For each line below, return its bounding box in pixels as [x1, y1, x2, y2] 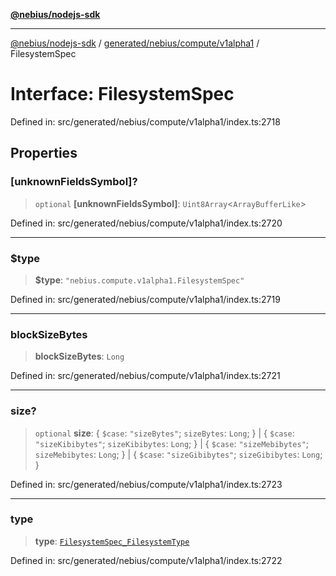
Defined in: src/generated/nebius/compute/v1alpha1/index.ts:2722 [10, 554, 283, 566]
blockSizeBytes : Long [34, 350, 125, 363]
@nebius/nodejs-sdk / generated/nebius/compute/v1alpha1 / [10, 37, 260, 49]
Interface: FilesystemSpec [10, 83, 235, 106]
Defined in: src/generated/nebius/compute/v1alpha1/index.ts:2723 [10, 478, 283, 490]
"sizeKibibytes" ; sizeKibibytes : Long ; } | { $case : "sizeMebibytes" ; [34, 437, 310, 449]
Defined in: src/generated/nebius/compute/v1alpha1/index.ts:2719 [10, 293, 281, 305]
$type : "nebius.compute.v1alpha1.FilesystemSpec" [34, 274, 245, 286]
